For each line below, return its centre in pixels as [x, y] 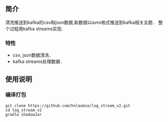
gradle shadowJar [24, 114]
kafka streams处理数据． [39, 62]
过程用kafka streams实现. [36, 28]
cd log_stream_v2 [24, 110]
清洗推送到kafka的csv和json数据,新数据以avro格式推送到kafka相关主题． [81, 22]
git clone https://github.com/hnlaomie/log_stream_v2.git [68, 106]
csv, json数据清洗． [33, 55]
